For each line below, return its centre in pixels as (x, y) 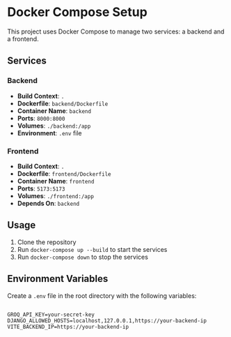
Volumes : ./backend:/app (54, 126)
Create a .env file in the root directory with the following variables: (102, 295)
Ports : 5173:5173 (41, 188)
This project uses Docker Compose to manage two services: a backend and (116, 31)
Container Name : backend (54, 111)
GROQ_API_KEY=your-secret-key (51, 315)
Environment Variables (58, 279)
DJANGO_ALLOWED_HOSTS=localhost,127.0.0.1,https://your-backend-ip (107, 321)
